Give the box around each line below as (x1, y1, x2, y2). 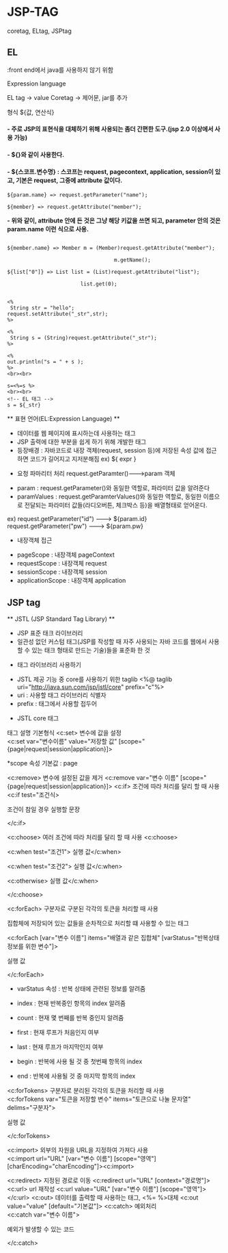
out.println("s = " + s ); (7, 359, 84, 366)
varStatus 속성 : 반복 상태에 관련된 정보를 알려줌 (16, 984, 146, 993)
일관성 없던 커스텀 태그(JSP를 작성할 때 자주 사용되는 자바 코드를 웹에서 (16, 637, 207, 646)
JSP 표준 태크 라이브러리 (16, 629, 83, 637)
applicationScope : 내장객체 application (16, 577, 126, 585)
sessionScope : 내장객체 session (16, 568, 108, 576)
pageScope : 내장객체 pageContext (16, 550, 115, 559)
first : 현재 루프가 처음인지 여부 (16, 1028, 100, 1036)
